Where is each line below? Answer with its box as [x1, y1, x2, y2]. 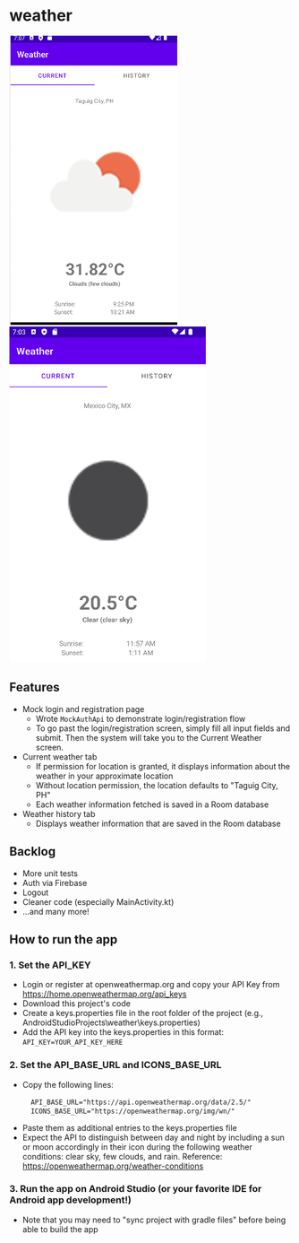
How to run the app [9, 932, 118, 947]
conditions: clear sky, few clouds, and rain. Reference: [21, 1151, 223, 1161]
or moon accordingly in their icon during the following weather [21, 1141, 253, 1152]
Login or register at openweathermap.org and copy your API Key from [21, 979, 280, 990]
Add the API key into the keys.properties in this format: [21, 1027, 225, 1038]
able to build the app [21, 1223, 98, 1234]
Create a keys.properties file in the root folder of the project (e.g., [21, 1008, 264, 1019]
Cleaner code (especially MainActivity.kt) [21, 896, 175, 907]
